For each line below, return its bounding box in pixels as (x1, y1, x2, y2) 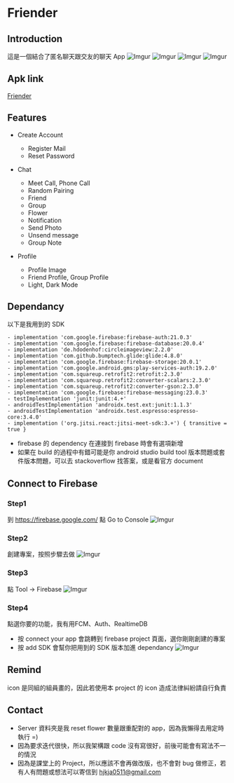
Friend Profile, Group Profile (27, 273, 109, 281)
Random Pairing (27, 186, 74, 194)
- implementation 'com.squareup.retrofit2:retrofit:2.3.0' (7, 371, 184, 378)
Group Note (27, 238, 62, 247)
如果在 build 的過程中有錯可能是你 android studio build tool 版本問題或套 (17, 448, 226, 456)
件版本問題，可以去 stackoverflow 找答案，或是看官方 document (17, 457, 203, 465)
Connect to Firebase (7, 477, 98, 489)
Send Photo (27, 223, 62, 232)
